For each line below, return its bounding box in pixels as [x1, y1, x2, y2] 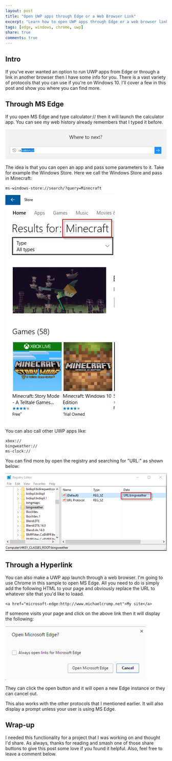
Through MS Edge [5, 100, 64, 109]
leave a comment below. [5, 751, 57, 757]
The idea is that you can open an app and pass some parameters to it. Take [5, 164, 164, 170]
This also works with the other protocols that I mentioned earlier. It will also [5, 700, 164, 707]
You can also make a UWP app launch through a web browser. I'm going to [5, 574, 163, 580]
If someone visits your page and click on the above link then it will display [5, 610, 160, 616]
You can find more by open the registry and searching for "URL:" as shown [5, 457, 163, 464]
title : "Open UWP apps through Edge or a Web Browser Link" [5, 13, 137, 19]
